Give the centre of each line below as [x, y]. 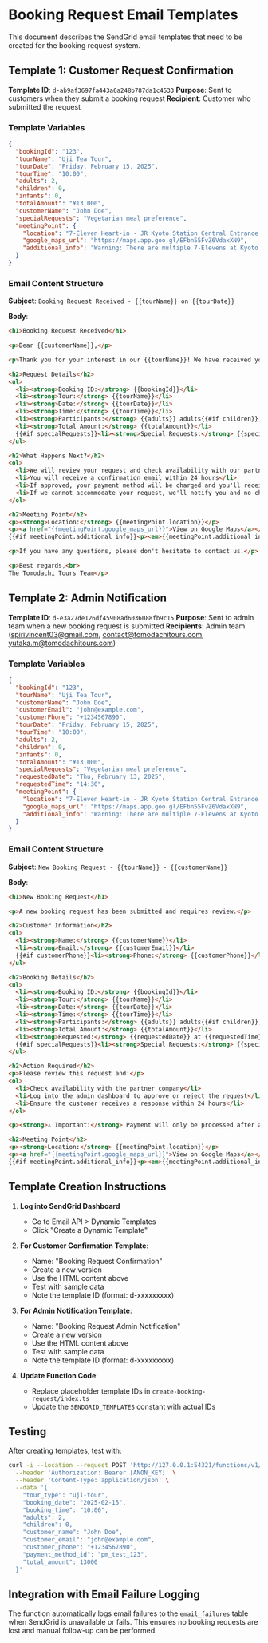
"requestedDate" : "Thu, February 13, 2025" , [91, 777]
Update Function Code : [59, 1375]
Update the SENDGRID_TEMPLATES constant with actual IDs [124, 1406]
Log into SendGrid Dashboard [70, 1206]
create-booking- [179, 1392]
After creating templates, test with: [65, 1451]
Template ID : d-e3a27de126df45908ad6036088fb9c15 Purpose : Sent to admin [131, 617]
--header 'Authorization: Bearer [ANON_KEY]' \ [96, 1473]
